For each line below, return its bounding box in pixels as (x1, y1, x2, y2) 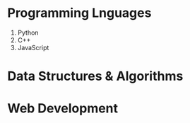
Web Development (7, 100, 119, 117)
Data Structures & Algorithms (7, 69, 184, 84)
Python (17, 28, 39, 37)
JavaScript (17, 43, 49, 52)
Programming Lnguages (7, 5, 152, 21)
